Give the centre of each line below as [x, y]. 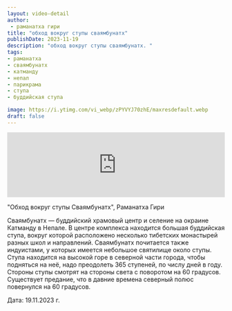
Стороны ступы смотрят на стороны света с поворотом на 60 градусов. [114, 272]
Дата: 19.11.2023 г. [33, 300]
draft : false [26, 116]
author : [18, 20]
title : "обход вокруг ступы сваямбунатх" [68, 33]
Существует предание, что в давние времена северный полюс [100, 279]
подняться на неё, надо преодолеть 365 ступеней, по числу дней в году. [115, 265]
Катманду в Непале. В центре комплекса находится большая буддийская [116, 228]
